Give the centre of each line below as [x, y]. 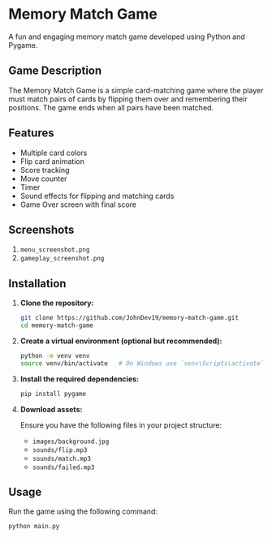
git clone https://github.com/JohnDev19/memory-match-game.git [130, 318]
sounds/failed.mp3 [63, 467]
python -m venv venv [55, 355]
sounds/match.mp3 [62, 458]
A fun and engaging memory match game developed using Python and [127, 37]
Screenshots [41, 229]
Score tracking [45, 170]
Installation [37, 284]
